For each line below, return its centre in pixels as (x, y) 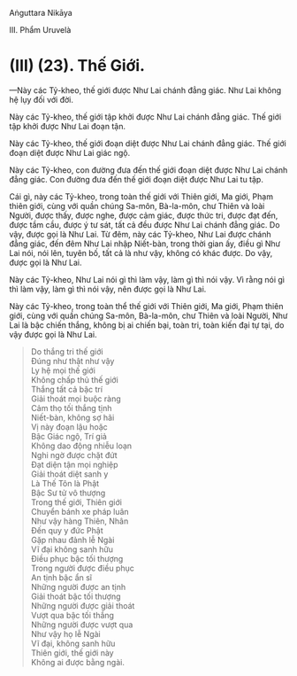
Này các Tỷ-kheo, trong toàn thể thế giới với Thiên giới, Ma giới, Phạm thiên (146, 306)
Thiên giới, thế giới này (72, 653)
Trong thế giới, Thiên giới (76, 502)
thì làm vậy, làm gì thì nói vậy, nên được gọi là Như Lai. (108, 289)
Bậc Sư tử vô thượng (68, 493)
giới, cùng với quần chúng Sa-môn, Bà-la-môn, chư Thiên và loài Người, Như (148, 315)
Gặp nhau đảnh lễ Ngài (72, 540)
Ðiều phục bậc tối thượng (77, 558)
